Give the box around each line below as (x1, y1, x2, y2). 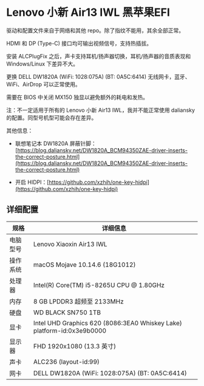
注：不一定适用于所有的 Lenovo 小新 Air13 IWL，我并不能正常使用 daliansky (6, 106, 195, 113)
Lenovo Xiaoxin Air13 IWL (33, 240, 107, 248)
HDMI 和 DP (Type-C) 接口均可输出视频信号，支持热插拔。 (6, 39, 152, 47)
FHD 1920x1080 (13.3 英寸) (33, 342, 117, 350)
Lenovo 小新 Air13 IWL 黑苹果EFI (6, 5, 170, 19)
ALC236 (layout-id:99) (33, 357, 100, 366)
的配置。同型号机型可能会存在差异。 (6, 113, 97, 121)
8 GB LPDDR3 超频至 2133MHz (33, 297, 124, 305)
